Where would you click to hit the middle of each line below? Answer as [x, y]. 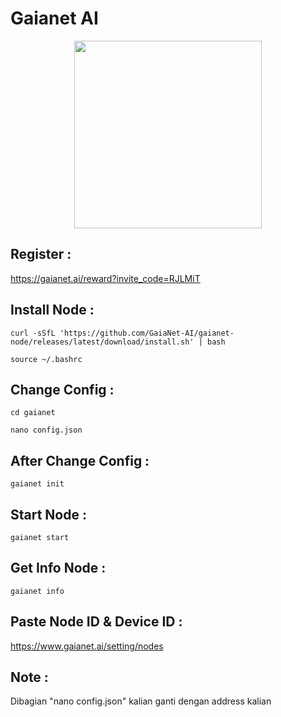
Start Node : [48, 514]
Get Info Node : [58, 568]
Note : [29, 677]
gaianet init [37, 484]
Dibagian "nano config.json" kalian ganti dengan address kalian [141, 701]
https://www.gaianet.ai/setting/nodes [87, 646]
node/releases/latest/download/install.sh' [102, 342]
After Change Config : [80, 460]
